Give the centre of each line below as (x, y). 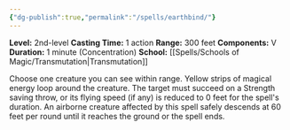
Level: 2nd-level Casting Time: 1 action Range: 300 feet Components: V (143, 42)
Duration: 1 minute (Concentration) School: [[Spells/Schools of (124, 52)
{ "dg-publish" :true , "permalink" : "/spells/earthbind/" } (113, 17)
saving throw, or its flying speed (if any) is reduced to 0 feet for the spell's (144, 97)
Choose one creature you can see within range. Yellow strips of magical (141, 78)
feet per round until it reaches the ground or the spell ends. (117, 116)
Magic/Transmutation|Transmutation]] (78, 61)
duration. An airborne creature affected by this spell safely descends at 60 (145, 106)
